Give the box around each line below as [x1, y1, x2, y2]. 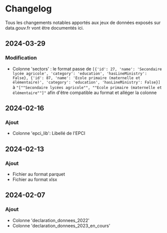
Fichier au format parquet [12, 171, 65, 177]
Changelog [5, 3, 52, 14]
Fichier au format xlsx [12, 176, 57, 182]
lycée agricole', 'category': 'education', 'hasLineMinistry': [12, 71, 147, 76]
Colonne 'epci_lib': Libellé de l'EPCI [12, 130, 85, 136]
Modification [5, 54, 37, 61]
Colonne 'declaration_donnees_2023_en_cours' [12, 222, 110, 228]
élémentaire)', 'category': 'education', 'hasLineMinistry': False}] [12, 79, 161, 85]
